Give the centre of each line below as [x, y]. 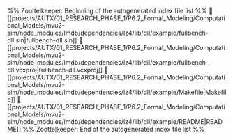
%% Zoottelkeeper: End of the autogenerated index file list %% [114, 129]
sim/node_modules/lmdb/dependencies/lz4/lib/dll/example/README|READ [115, 122]
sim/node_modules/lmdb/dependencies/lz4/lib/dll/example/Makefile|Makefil [117, 92]
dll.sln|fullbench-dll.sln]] [42, 40]
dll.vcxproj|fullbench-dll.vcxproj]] [55, 70]
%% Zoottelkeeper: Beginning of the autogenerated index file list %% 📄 [110, 11]
